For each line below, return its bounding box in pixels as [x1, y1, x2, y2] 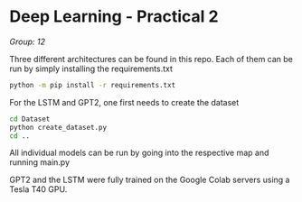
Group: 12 [9, 36, 45, 47]
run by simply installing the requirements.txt [9, 63, 174, 74]
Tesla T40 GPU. [9, 184, 68, 195]
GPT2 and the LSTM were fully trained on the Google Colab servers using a [9, 174, 290, 186]
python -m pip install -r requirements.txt [9, 80, 176, 89]
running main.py [9, 157, 71, 168]
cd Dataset [9, 115, 51, 124]
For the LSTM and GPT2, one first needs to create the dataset [9, 96, 240, 107]
